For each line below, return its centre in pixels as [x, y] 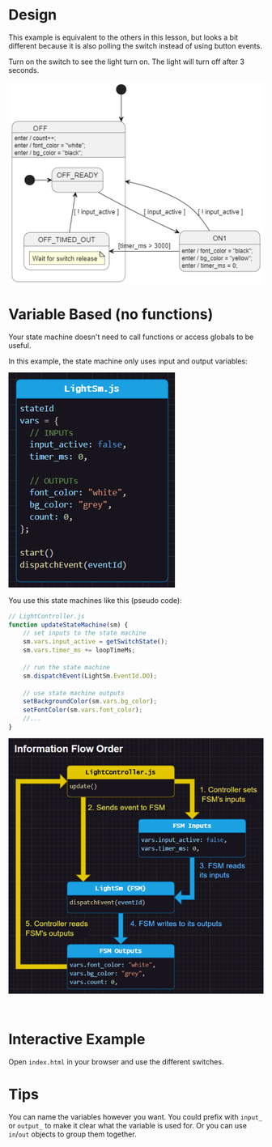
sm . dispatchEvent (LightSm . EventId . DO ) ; [90, 676]
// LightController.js [47, 616]
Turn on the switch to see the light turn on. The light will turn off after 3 [127, 62]
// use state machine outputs [74, 693]
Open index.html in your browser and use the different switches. [116, 1061]
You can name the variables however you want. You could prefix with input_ [136, 1117]
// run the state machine [67, 667]
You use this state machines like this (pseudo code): [95, 600]
